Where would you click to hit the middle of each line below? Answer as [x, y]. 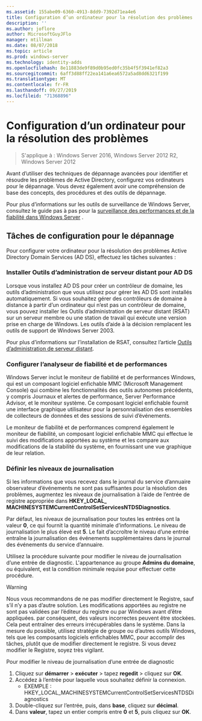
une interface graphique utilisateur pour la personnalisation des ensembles [99, 409]
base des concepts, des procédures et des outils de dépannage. [87, 192]
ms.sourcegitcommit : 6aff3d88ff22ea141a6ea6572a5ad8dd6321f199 [87, 74]
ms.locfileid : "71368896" [39, 96]
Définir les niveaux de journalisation [60, 469]
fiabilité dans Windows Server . [45, 217]
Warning [17, 587]
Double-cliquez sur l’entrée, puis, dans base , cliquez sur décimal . [97, 705]
